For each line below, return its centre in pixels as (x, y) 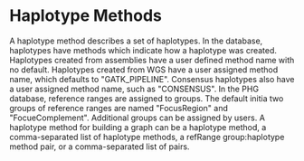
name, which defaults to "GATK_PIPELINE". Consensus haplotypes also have (152, 79)
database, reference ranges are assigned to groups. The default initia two (147, 98)
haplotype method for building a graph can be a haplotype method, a (138, 127)
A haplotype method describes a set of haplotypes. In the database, (136, 41)
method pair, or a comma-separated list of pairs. (100, 147)
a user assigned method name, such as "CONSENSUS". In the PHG (134, 89)
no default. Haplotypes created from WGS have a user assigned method (144, 70)
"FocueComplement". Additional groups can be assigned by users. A (137, 118)
